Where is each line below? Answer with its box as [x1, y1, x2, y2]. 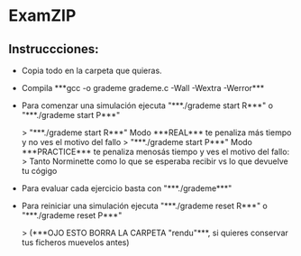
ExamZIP [8, 5, 77, 26]
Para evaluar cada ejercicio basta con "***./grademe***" [21, 183, 233, 194]
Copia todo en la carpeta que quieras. [21, 65, 163, 76]
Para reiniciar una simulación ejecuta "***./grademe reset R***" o [21, 200, 268, 211]
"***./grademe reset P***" [21, 210, 123, 221]
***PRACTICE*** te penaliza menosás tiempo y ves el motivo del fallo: [21, 146, 290, 157]
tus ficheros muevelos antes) [21, 237, 130, 248]
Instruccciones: [8, 41, 100, 57]
